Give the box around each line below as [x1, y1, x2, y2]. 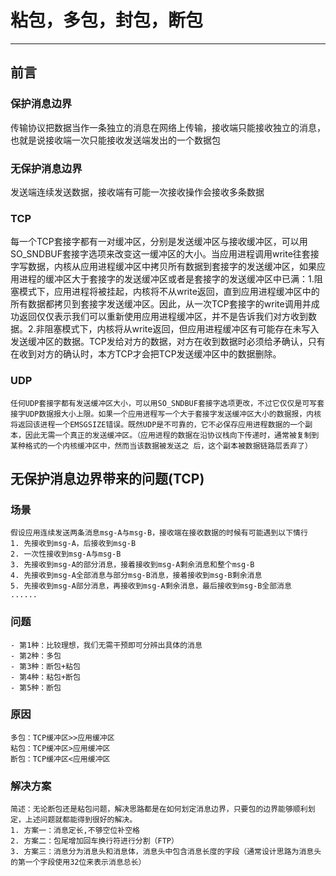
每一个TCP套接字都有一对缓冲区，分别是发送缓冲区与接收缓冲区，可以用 [10, 236, 308, 248]
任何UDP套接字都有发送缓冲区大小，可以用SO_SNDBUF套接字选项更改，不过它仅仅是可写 [10, 398, 318, 408]
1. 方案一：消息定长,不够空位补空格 [10, 826, 140, 836]
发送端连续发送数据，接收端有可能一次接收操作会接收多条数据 [10, 186, 265, 198]
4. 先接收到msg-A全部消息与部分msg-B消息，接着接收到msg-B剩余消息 [10, 571, 263, 581]
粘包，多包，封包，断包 [10, 9, 204, 32]
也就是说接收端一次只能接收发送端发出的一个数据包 [10, 134, 221, 146]
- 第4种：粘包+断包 [10, 672, 81, 682]
